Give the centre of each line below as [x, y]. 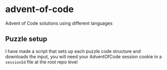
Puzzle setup [26, 39]
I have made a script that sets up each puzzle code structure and [73, 51]
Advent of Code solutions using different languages [59, 23]
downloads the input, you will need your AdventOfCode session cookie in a [83, 56]
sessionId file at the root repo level [41, 62]
